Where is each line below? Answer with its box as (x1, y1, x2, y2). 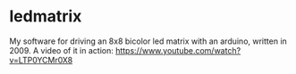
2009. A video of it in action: (9, 45, 114, 55)
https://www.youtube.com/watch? (114, 45, 241, 55)
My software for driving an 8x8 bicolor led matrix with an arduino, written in (9, 36, 288, 46)
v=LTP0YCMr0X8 (9, 54, 73, 65)
